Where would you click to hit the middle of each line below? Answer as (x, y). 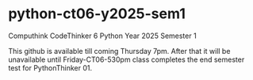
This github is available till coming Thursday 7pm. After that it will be (119, 51)
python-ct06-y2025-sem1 (97, 14)
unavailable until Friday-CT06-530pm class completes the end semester (126, 59)
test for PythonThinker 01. (50, 67)
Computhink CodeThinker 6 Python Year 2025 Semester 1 (102, 36)
